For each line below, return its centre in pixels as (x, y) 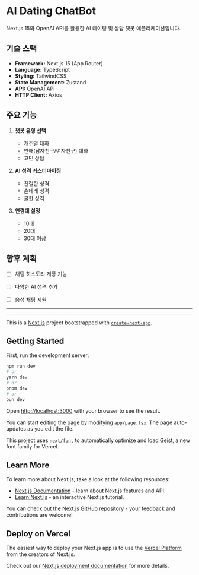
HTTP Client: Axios (38, 95)
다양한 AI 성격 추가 (36, 287)
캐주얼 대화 (36, 143)
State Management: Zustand (50, 82)
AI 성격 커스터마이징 (38, 170)
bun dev (16, 399)
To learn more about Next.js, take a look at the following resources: (88, 479)
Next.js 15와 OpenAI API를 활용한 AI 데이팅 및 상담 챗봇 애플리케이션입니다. (94, 28)
